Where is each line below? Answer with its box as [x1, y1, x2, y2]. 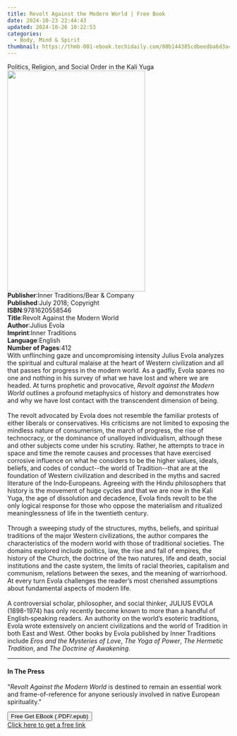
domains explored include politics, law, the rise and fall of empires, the [7, 547, 212, 555]
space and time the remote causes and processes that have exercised [7, 449, 212, 457]
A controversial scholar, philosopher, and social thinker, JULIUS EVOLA [7, 599, 214, 607]
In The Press [7, 667, 45, 675]
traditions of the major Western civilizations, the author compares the [7, 532, 209, 539]
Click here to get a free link [7, 720, 86, 729]
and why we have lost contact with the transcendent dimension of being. [7, 397, 219, 404]
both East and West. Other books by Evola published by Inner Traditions [7, 629, 217, 637]
